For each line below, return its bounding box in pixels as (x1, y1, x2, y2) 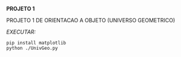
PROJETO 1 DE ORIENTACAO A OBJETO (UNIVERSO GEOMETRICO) (6, 17, 176, 23)
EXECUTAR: (6, 28, 36, 35)
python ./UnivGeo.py (6, 45, 59, 51)
